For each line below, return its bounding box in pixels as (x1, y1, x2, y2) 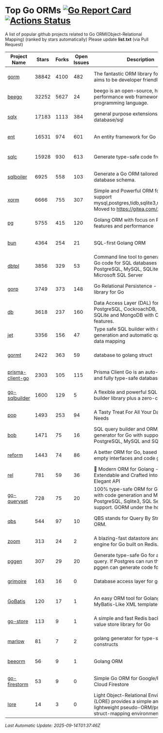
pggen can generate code (94, 564, 153, 570)
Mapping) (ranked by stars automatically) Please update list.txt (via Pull (5, 36, 149, 42)
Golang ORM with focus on (94, 216, 155, 223)
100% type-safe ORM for (94, 486, 153, 492)
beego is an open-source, (94, 87, 154, 94)
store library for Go (107, 621, 151, 628)
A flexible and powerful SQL (94, 389, 158, 395)
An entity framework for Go (94, 133, 156, 140)
